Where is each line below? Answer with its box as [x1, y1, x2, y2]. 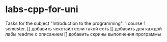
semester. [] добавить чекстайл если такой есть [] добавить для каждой [5, 25, 162, 31]
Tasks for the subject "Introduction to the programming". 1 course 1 [5, 20, 146, 26]
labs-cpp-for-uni [5, 4, 78, 15]
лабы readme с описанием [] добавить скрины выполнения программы [5, 31, 161, 37]
